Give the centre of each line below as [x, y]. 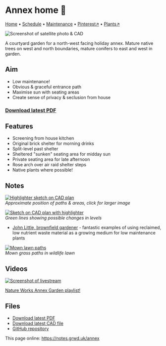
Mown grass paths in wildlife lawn [40, 253]
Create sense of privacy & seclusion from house [61, 97]
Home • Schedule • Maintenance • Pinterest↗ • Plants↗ [62, 24]
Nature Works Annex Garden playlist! [43, 290]
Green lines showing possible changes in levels [54, 218]
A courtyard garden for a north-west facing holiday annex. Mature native [79, 43]
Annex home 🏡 [36, 10]
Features [19, 126]
